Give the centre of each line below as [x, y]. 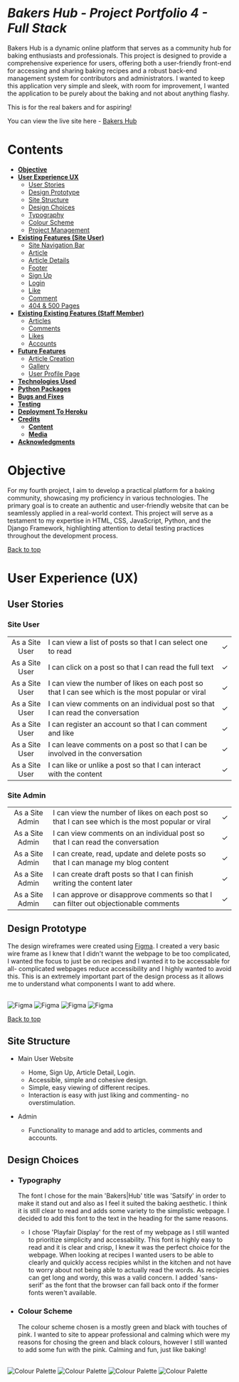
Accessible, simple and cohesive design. [88, 1079]
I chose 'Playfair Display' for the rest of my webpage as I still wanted [129, 1232]
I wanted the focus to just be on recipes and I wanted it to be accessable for [118, 961]
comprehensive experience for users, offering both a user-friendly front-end [119, 63]
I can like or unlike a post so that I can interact [124, 765]
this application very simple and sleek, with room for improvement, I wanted [118, 85]
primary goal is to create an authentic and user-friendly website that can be [118, 505]
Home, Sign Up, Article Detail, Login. [82, 1072]
